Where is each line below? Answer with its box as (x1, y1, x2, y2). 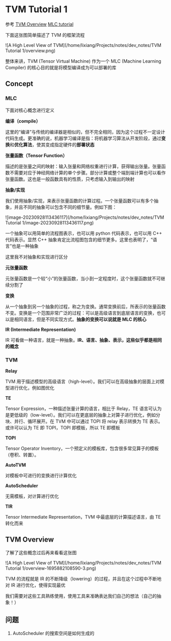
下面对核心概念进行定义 (5, 107, 54, 113)
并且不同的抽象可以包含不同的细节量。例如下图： (14, 204, 117, 210)
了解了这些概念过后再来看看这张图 (5, 549, 77, 555)
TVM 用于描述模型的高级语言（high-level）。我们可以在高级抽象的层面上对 (5, 378, 160, 384)
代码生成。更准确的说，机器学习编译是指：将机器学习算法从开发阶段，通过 (5, 135, 161, 141)
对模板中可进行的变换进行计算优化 (5, 472, 77, 478)
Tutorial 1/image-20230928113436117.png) (5, 219, 94, 225)
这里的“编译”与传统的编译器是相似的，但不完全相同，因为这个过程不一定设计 (5, 129, 165, 135)
